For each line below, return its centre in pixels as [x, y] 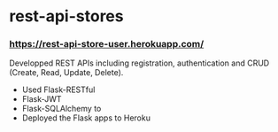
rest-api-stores [66, 16]
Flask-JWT [42, 99]
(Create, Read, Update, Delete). [66, 73]
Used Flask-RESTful [58, 89]
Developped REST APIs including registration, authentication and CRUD [139, 63]
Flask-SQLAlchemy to [62, 109]
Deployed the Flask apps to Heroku [86, 118]
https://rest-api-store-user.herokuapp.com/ [107, 44]
